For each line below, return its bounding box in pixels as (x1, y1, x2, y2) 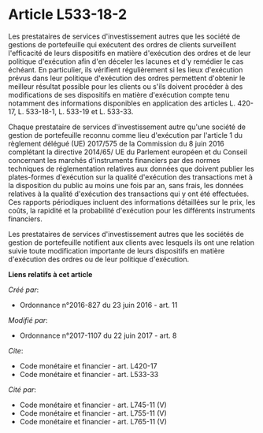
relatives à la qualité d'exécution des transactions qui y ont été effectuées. (8, 189, 250, 198)
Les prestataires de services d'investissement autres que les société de (8, 31, 241, 41)
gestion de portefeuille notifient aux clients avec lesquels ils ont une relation (8, 238, 254, 247)
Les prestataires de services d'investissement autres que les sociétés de (8, 229, 244, 239)
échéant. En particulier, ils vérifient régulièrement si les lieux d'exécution (8, 65, 243, 74)
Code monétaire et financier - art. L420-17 (19, 361, 157, 371)
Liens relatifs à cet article (8, 269, 93, 279)
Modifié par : (8, 315, 49, 324)
